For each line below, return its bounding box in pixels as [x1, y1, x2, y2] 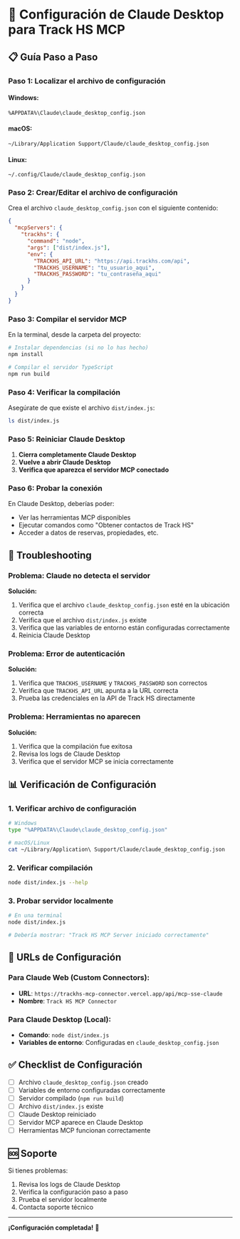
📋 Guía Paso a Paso [8, 51, 98, 63]
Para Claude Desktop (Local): [8, 1014, 111, 1024]
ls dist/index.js [8, 417, 60, 424]
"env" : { [26, 251, 53, 258]
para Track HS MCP [8, 21, 125, 38]
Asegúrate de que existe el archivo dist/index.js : [8, 403, 155, 412]
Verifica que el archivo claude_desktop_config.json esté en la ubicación [18, 601, 230, 610]
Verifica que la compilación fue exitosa [18, 742, 132, 750]
